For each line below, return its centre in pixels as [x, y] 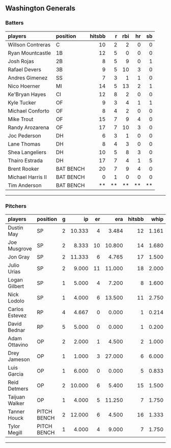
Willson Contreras [29, 44]
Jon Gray [19, 257]
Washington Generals [40, 8]
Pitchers [16, 206]
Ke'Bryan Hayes [27, 94]
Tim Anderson [25, 185]
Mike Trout [21, 119]
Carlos [16, 309]
